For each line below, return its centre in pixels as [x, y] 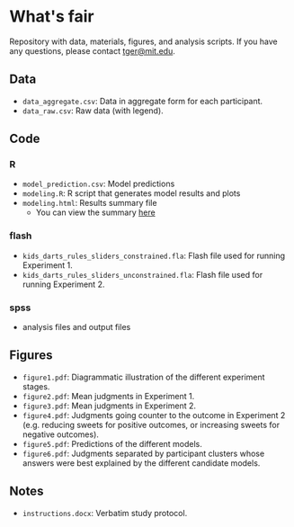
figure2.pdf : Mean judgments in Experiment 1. [108, 396]
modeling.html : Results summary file [89, 203]
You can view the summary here [95, 212]
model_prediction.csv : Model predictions [98, 184]
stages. [36, 386]
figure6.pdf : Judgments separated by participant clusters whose [143, 453]
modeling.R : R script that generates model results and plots [131, 193]
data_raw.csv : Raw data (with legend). [93, 111]
